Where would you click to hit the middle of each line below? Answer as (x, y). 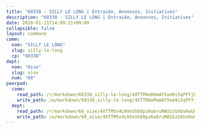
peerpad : (17, 84)
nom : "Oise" (27, 67)
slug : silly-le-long (37, 51)
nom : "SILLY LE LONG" (39, 45)
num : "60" (24, 78)
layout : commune (26, 34)
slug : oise (25, 73)
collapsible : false (31, 28)
